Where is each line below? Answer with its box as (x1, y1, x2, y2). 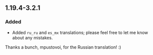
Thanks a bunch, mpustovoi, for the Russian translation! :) (5, 44, 121, 50)
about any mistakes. (12, 35, 53, 40)
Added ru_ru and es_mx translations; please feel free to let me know (12, 29, 148, 36)
